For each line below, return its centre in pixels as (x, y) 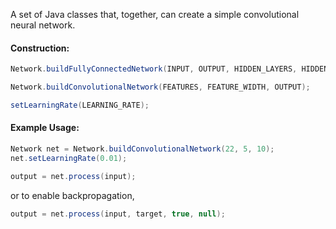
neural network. (43, 25)
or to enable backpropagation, (72, 195)
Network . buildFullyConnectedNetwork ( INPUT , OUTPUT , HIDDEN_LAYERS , (154, 69)
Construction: (40, 48)
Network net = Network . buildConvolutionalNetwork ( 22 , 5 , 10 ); (142, 149)
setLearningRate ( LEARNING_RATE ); (80, 105)
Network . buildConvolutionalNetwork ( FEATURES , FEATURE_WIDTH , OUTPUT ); (160, 87)
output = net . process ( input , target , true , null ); (118, 214)
